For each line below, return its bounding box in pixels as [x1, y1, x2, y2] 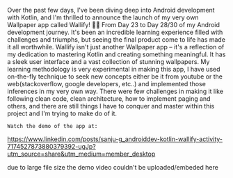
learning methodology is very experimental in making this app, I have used [7, 65, 220, 73]
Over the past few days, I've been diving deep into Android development [7, 6, 215, 14]
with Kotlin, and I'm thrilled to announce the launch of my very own [7, 13, 199, 22]
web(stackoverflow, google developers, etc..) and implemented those [7, 80, 207, 88]
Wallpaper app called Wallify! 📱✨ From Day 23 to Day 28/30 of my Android [7, 21, 220, 29]
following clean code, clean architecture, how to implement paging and [7, 95, 211, 103]
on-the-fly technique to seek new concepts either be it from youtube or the [7, 72, 223, 81]
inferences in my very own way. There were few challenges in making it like [7, 87, 224, 95]
